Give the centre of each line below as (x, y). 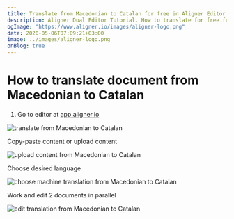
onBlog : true (26, 46)
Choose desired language (44, 168)
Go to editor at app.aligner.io (58, 114)
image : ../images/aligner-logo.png (59, 40)
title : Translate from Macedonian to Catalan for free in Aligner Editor (117, 14)
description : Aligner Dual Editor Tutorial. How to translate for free (113, 20)
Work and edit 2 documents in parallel (62, 195)
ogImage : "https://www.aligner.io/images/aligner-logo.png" (96, 26)
